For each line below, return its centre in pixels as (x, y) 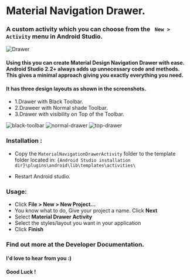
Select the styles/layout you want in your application (78, 223)
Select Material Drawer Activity (53, 217)
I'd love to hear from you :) (39, 258)
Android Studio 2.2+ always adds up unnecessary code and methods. (93, 69)
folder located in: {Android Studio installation (72, 160)
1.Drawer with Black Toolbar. (49, 102)
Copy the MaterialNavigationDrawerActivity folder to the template (95, 153)
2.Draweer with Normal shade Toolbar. (61, 108)
